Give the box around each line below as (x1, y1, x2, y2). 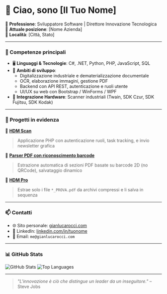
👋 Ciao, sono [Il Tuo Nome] (5, 4, 117, 16)
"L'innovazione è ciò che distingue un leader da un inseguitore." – (17, 279, 152, 285)
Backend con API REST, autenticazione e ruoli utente (19, 83, 128, 89)
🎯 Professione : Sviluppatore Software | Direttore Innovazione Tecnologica (5, 21, 157, 27)
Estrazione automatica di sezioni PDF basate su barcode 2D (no (17, 162, 148, 168)
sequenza (17, 192, 38, 198)
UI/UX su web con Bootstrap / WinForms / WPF (19, 89, 117, 95)
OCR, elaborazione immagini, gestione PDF (19, 78, 108, 84)
